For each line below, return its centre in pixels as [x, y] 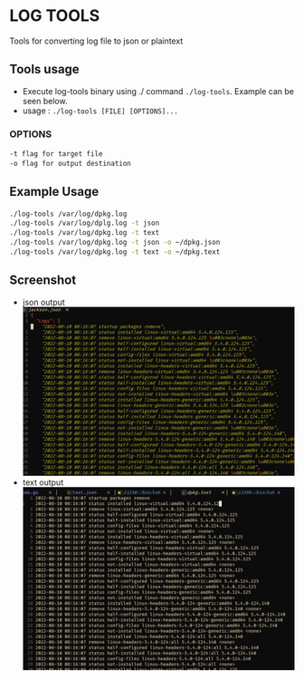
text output [43, 482]
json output [43, 302]
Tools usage [44, 69]
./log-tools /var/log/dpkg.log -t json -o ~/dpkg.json [115, 243]
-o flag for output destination [70, 163]
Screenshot [43, 281]
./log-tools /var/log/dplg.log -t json [85, 223]
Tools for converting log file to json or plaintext [96, 41]
